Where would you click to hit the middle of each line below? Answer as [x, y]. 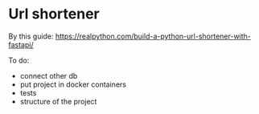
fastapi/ [21, 44]
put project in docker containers [73, 84]
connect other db [49, 75]
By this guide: [31, 36]
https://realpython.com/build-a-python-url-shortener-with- [153, 36]
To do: [19, 60]
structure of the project [58, 101]
